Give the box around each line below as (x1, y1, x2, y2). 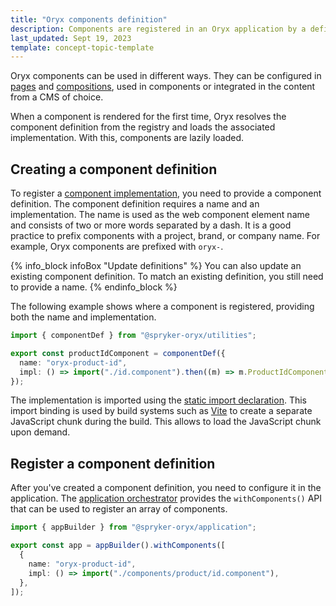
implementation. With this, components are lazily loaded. (10, 132, 245, 144)
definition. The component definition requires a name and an (10, 198, 260, 210)
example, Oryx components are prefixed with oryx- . (10, 241, 224, 253)
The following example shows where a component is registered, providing (10, 301, 315, 313)
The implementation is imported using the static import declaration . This (10, 394, 307, 406)
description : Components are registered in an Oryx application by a (10, 24, 307, 34)
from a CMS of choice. (10, 91, 104, 103)
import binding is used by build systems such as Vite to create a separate (10, 405, 313, 417)
